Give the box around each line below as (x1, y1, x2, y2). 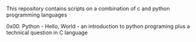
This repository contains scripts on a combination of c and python (6, 5, 170, 12)
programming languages (6, 11, 68, 18)
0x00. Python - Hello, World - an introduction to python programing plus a (6, 23, 190, 30)
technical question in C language (6, 29, 88, 36)
